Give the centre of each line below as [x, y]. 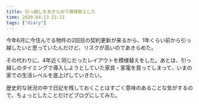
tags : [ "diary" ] [26, 23]
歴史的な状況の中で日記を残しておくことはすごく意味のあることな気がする [97, 88]
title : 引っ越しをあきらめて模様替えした [51, 12]
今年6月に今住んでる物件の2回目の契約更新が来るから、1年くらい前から [94, 40]
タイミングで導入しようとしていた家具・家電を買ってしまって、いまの [107, 68]
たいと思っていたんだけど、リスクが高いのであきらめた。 [86, 48]
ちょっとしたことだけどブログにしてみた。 [68, 95]
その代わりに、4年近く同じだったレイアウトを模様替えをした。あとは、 [94, 61]
